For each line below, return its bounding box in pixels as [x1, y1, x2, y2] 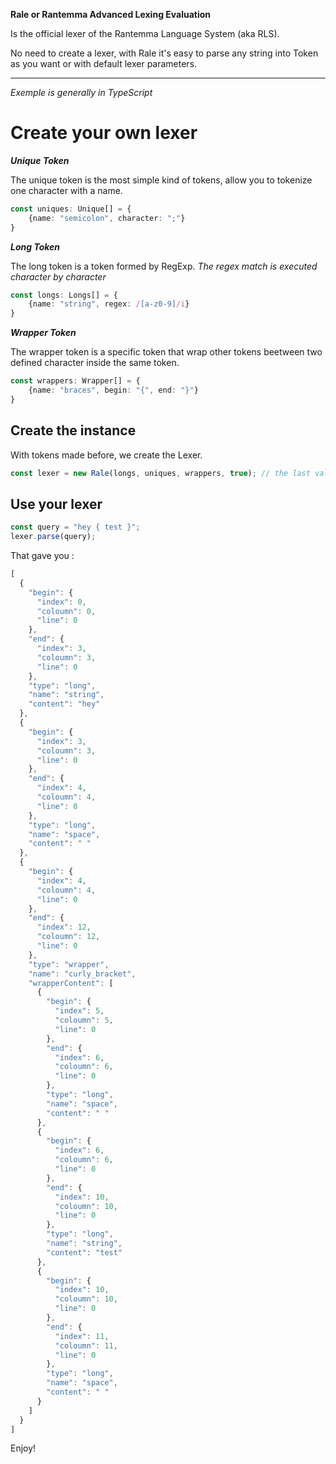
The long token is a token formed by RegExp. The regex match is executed [10, 260, 318, 272]
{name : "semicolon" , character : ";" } [28, 213, 186, 223]
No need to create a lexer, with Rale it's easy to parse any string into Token [10, 47, 319, 59]
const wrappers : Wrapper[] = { [10, 376, 141, 386]
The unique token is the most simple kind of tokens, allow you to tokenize [10, 174, 313, 186]
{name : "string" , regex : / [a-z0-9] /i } [28, 299, 190, 309]
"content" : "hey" [28, 699, 101, 709]
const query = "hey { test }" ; [10, 522, 141, 533]
